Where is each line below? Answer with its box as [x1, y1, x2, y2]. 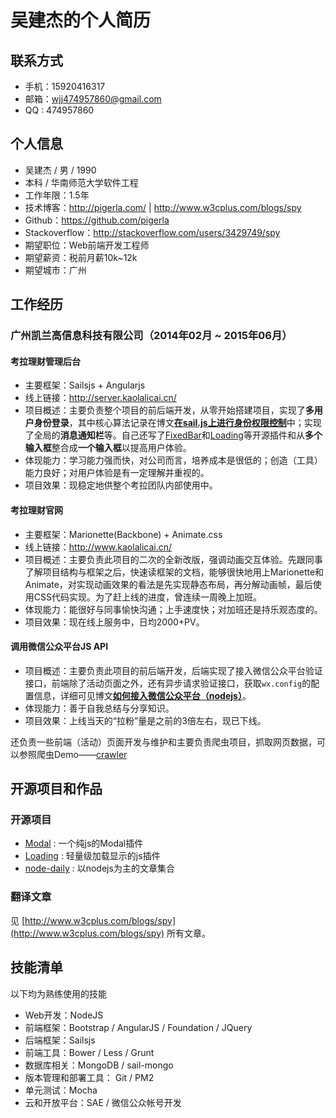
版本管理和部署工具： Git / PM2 [24, 1071, 155, 1083]
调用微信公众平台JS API [10, 641, 109, 653]
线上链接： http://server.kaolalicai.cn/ [24, 392, 177, 404]
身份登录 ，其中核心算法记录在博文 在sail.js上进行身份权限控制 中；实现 [33, 417, 322, 429]
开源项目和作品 [10, 781, 103, 798]
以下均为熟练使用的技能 [10, 987, 107, 1000]
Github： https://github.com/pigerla [24, 214, 170, 226]
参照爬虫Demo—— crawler [18, 748, 128, 760]
